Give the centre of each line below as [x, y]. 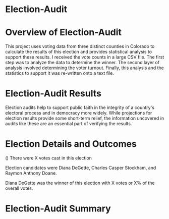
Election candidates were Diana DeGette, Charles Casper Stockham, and [81, 168]
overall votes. [19, 188]
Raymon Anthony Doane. [31, 173]
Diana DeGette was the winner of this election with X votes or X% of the [80, 183]
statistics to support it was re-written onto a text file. [60, 73]
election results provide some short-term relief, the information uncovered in [85, 118]
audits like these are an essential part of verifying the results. [69, 124]
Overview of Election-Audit [64, 33]
